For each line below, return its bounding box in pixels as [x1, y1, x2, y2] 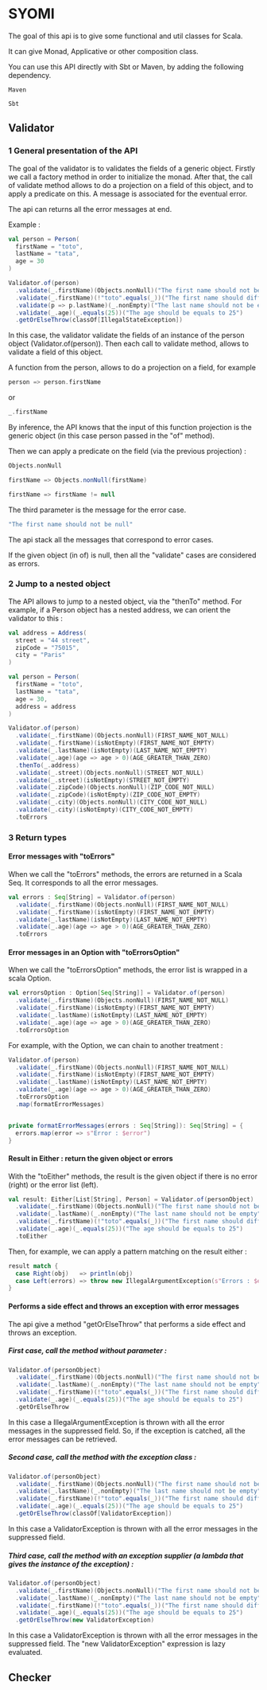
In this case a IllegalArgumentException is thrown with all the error [8, 1417, 225, 1426]
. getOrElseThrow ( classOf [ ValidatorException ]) [15, 1510, 172, 1518]
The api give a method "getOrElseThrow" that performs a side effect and [8, 1319, 246, 1328]
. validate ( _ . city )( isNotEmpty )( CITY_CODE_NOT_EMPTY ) [15, 806, 194, 814]
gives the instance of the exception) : [8, 1559, 134, 1569]
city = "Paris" [15, 651, 66, 659]
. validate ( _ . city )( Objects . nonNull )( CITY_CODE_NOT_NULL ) [15, 798, 208, 807]
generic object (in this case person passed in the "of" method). [8, 431, 215, 440]
